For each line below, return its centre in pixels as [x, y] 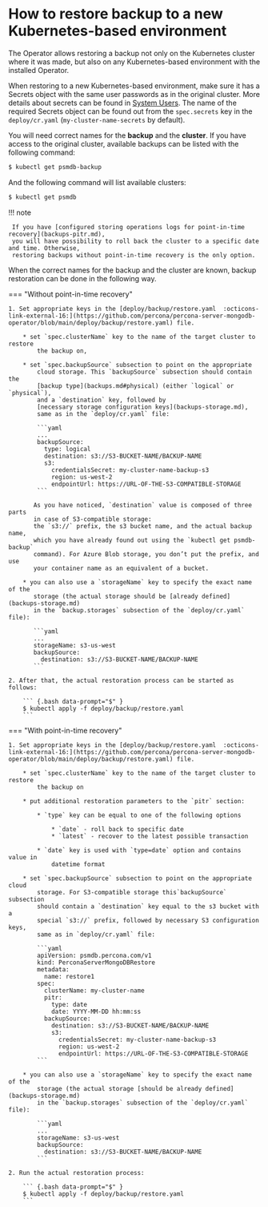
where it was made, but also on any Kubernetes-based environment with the [134, 62]
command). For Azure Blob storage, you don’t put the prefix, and [146, 554]
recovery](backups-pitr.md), [57, 234]
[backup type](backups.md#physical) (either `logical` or [136, 386]
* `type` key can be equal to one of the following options [139, 815]
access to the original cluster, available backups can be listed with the [124, 143]
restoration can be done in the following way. [83, 278]
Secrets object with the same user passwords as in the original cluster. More [134, 94]
